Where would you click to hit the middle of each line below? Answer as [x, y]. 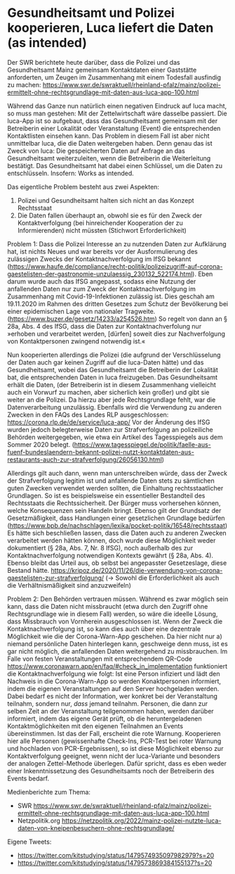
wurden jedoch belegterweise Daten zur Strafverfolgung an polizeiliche [110, 429]
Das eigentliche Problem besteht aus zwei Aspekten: [83, 186]
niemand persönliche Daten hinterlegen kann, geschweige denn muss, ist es [117, 644]
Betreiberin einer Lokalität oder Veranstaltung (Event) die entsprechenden [114, 128]
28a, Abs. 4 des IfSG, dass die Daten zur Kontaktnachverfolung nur [105, 326]
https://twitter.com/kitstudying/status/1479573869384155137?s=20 [115, 863]
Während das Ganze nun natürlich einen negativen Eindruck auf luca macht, [117, 106]
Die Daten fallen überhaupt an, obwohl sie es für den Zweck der [109, 215]
